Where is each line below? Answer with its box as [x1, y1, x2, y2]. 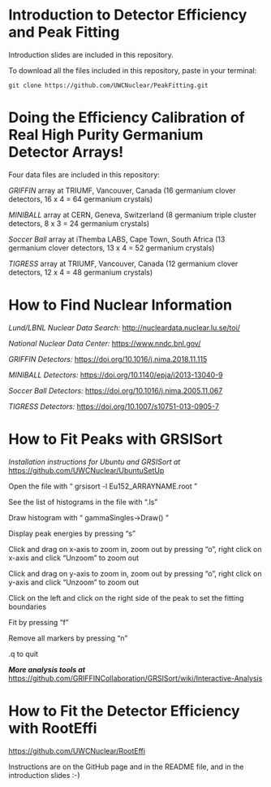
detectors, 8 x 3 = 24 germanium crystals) [8, 218, 150, 228]
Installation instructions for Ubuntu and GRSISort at [8, 457, 181, 467]
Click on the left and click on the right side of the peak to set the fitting [8, 593, 244, 602]
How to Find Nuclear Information [8, 296, 233, 315]
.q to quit [8, 649, 39, 659]
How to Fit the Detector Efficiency [8, 702, 241, 720]
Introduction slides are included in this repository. [8, 50, 174, 59]
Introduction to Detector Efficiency [8, 6, 247, 24]
